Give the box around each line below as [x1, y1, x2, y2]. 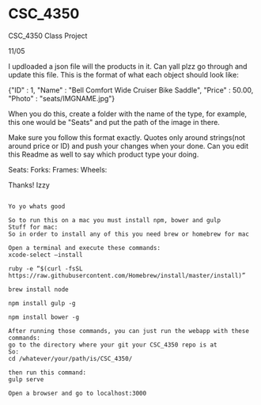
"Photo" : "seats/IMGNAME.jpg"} [8, 93, 115, 103]
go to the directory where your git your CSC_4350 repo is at [8, 341, 217, 349]
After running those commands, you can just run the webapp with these [8, 327, 249, 335]
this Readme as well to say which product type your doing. [8, 150, 199, 159]
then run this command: [8, 369, 87, 377]
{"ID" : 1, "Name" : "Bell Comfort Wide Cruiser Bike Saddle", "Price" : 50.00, [8, 85, 254, 95]
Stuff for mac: [8, 223, 59, 231]
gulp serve [8, 375, 44, 384]
